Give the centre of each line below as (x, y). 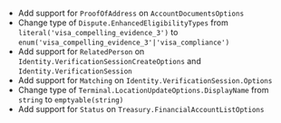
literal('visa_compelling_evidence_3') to (98, 32)
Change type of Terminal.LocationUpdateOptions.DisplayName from (143, 90)
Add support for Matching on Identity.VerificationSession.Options (145, 80)
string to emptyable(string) (71, 99)
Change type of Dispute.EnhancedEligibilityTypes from (123, 23)
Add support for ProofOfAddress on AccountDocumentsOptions (131, 13)
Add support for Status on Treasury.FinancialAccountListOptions (141, 109)
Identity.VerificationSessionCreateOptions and (109, 61)
